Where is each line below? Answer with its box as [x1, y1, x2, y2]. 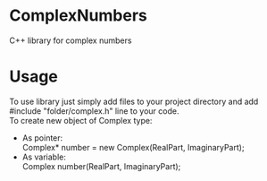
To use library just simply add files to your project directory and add [9, 96, 259, 107]
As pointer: [21, 132, 63, 143]
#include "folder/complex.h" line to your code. [9, 105, 179, 116]
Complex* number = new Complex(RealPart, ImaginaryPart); [21, 142, 245, 152]
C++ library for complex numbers [9, 35, 132, 46]
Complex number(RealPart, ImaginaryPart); [21, 160, 181, 171]
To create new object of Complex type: [9, 115, 153, 125]
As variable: [21, 151, 67, 162]
